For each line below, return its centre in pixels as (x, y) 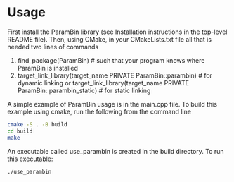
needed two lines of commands (53, 47)
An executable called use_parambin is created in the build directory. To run (116, 151)
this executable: (30, 159)
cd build (20, 131)
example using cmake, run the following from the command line (99, 111)
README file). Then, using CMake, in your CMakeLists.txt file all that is (110, 39)
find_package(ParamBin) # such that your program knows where (111, 60)
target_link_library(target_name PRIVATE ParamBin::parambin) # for (115, 75)
